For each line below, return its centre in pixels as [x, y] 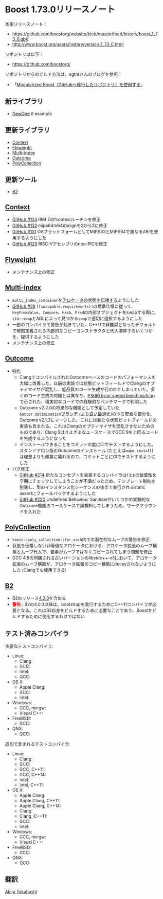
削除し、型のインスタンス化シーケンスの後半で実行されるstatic [82, 487]
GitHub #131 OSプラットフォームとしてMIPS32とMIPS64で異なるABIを [83, 232]
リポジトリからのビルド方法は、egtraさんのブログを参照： [64, 74]
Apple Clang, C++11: [40, 801]
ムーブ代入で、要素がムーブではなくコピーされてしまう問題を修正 [86, 552]
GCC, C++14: [33, 775]
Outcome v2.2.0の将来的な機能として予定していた [70, 407]
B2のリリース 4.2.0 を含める [39, 598]
